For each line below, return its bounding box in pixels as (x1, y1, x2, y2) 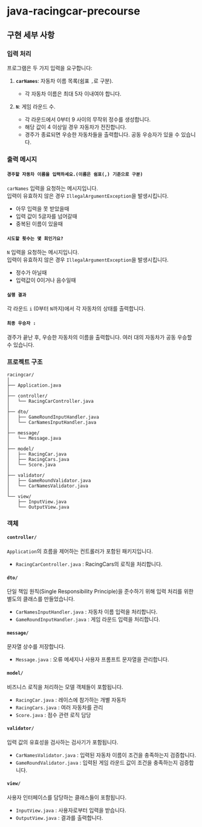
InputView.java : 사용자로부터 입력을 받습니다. (15, 806, 126, 814)
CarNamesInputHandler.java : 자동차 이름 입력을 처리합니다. (15, 608, 158, 615)
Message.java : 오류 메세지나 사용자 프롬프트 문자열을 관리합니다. (15, 656, 169, 663)
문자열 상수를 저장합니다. (7, 643, 65, 650)
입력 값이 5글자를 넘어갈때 (15, 213, 77, 220)
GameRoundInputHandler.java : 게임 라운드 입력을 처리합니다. (15, 616, 161, 623)
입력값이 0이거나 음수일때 (15, 276, 76, 284)
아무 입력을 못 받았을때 (15, 205, 70, 212)
